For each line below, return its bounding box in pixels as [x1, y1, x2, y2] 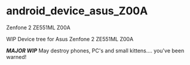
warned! [6, 53, 27, 60]
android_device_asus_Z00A [6, 4, 148, 18]
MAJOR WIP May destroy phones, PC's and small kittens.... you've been [6, 47, 185, 54]
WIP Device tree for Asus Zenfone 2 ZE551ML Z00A [6, 35, 134, 42]
